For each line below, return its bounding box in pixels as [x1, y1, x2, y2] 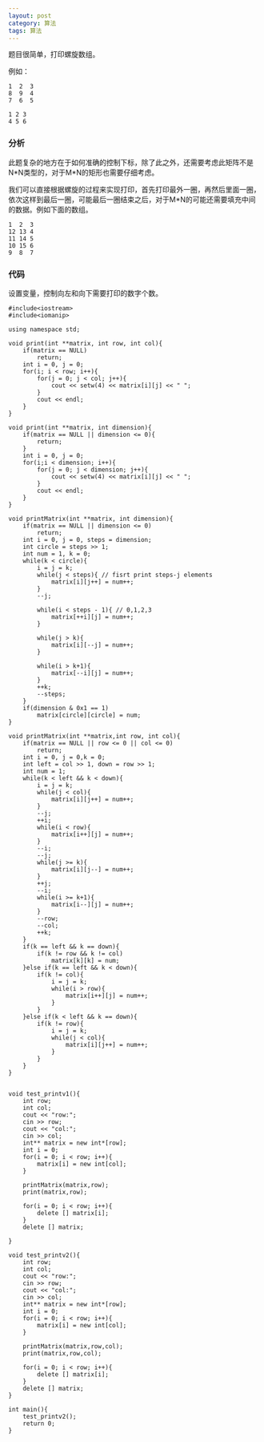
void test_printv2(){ [8, 1251, 81, 1259]
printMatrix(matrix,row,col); [22, 1342, 124, 1351]
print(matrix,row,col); [22, 1349, 102, 1357]
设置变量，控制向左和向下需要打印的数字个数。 [8, 288, 162, 297]
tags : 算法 [8, 26, 42, 34]
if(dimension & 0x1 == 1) [22, 704, 110, 712]
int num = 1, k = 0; [22, 550, 91, 558]
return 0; [22, 1420, 56, 1428]
